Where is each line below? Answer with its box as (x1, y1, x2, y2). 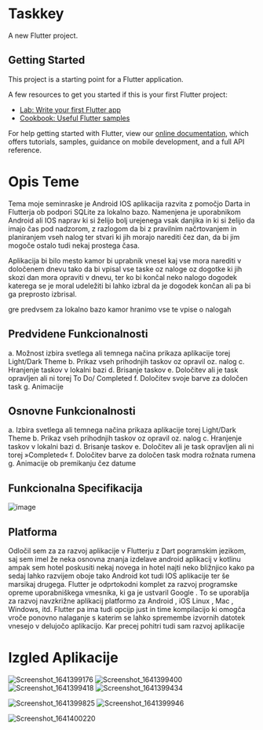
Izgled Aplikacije (8, 649, 119, 667)
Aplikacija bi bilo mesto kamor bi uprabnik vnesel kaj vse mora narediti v (8, 256, 242, 265)
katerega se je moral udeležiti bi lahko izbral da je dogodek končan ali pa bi (8, 281, 251, 290)
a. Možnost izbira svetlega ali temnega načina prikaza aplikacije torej (8, 348, 231, 358)
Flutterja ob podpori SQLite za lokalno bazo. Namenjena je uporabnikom (8, 207, 241, 216)
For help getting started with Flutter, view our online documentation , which (8, 128, 250, 138)
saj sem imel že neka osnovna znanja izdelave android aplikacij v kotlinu (8, 554, 241, 563)
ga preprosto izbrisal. (8, 289, 77, 299)
